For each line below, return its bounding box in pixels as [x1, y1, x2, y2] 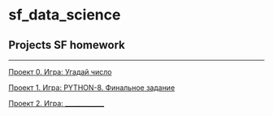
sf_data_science [8, 6, 121, 24]
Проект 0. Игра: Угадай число [8, 67, 112, 76]
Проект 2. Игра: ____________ [8, 99, 105, 108]
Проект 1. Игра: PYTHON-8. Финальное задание [8, 83, 175, 92]
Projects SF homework [8, 38, 126, 52]
